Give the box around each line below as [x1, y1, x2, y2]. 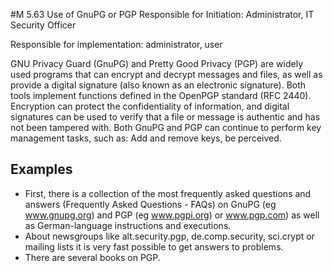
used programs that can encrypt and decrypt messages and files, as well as [10, 69, 323, 80]
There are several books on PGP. [24, 251, 161, 263]
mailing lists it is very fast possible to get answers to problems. [24, 240, 284, 253]
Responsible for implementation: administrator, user [10, 39, 223, 50]
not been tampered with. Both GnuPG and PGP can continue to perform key [10, 122, 322, 133]
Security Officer [10, 19, 77, 31]
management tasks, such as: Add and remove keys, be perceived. [10, 132, 282, 144]
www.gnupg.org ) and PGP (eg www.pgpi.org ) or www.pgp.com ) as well [24, 209, 320, 221]
